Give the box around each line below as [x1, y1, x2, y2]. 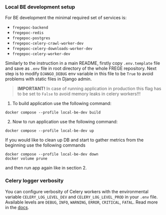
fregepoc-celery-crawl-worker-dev [12, 41, 84, 46]
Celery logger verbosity [5, 177, 64, 184]
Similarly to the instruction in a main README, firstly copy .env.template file [5, 60, 160, 66]
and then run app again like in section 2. [5, 165, 87, 171]
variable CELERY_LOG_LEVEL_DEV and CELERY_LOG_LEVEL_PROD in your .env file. [5, 194, 158, 200]
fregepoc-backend [12, 25, 49, 30]
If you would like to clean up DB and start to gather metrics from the [5, 137, 144, 143]
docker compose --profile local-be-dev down [5, 152, 99, 157]
